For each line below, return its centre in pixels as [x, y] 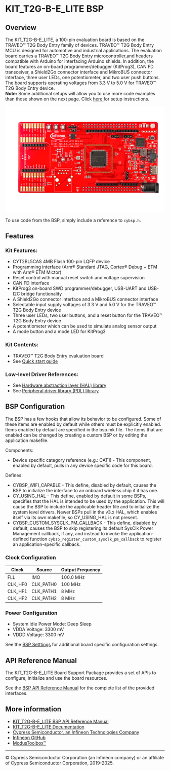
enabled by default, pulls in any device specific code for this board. [83, 465]
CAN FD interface [31, 283]
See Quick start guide [35, 361]
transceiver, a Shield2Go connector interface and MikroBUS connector [79, 72]
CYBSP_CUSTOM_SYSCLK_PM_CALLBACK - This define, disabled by [85, 523]
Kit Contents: [22, 345]
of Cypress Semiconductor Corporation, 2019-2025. [59, 763]
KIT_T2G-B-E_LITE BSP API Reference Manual [60, 721]
